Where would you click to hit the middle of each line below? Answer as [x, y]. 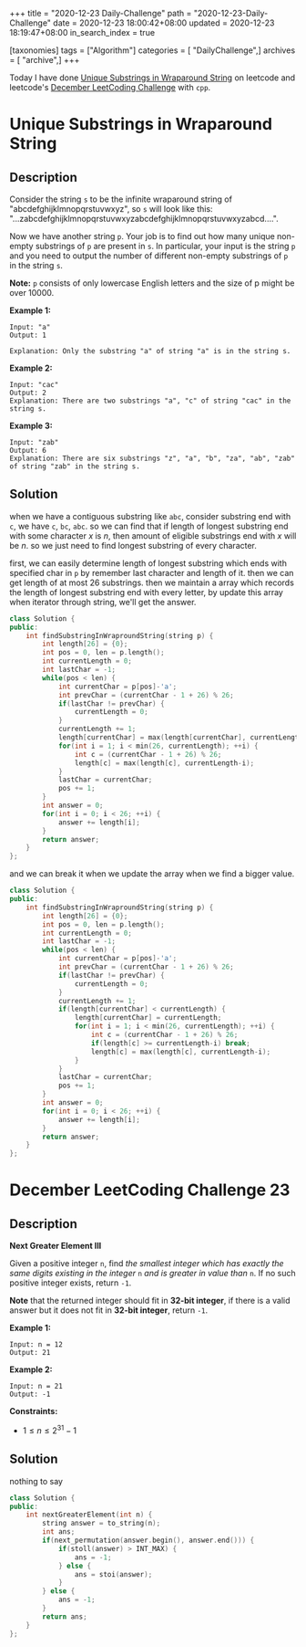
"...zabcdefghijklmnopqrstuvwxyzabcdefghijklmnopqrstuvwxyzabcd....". [144, 219]
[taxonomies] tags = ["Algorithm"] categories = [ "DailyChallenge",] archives [153, 50]
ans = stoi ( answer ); [113, 1574]
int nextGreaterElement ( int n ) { [89, 1515]
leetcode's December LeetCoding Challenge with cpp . [110, 87]
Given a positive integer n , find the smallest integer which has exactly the [147, 1264]
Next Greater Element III [56, 1246]
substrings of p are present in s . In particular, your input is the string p [165, 246]
